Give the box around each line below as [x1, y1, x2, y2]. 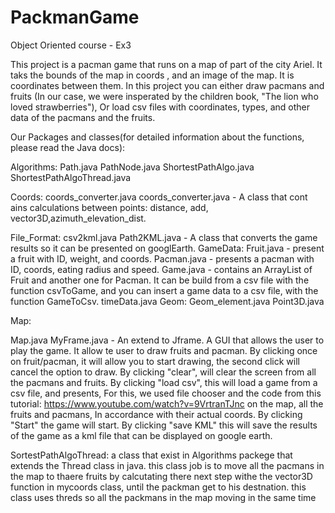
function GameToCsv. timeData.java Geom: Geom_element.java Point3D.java [10, 295, 325, 307]
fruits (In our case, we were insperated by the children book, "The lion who [10, 90, 319, 102]
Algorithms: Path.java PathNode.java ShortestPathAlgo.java [10, 161, 255, 173]
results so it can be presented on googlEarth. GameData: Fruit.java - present [10, 242, 325, 254]
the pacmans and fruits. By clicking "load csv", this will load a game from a [10, 376, 318, 388]
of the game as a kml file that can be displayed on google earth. [10, 429, 273, 441]
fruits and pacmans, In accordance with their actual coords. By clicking [10, 408, 303, 420]
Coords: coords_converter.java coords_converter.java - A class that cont [10, 191, 308, 203]
